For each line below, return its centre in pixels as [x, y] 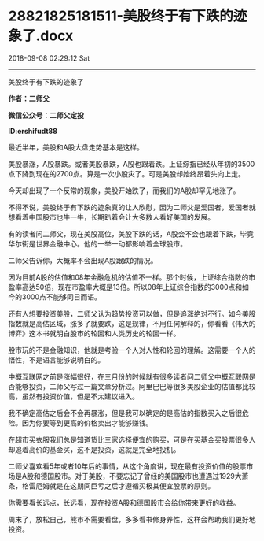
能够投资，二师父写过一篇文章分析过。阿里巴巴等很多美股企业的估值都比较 [135, 386]
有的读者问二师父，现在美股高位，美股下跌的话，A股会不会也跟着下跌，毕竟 [131, 234]
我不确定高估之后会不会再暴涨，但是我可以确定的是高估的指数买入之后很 [125, 413]
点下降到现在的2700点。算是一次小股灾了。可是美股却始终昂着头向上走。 [126, 173]
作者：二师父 [29, 98]
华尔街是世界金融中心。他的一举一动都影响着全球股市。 [97, 243]
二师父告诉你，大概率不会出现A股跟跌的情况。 [83, 260]
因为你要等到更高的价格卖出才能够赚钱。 [87, 423]
